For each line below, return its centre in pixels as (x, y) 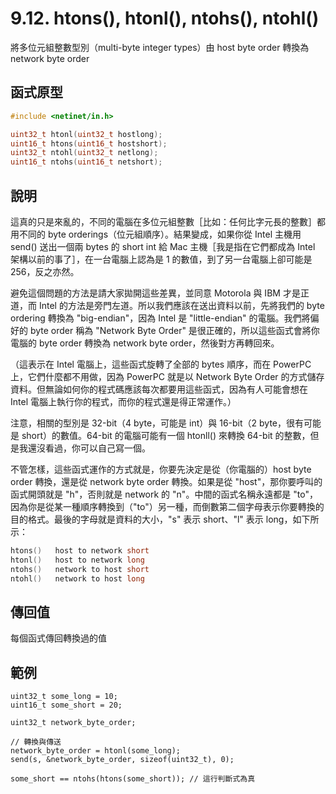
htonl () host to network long (77, 560)
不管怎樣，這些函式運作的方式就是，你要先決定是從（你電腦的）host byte (161, 469)
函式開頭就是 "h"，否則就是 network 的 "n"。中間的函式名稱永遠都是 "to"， (164, 494)
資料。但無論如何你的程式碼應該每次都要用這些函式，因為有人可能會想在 (159, 389)
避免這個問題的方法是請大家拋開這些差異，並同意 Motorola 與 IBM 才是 (155, 293)
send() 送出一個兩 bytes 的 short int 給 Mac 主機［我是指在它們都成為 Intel (163, 246)
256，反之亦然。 (45, 271)
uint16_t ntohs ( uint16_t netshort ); (86, 162)
